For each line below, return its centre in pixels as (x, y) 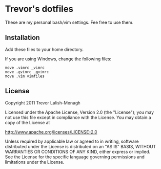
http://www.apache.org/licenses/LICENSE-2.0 (51, 132)
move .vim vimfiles (25, 76)
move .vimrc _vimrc (25, 68)
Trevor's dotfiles (39, 9)
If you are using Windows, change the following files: (58, 59)
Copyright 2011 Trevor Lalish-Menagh (43, 102)
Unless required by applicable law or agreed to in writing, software (72, 141)
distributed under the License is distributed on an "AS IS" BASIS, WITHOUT (80, 146)
